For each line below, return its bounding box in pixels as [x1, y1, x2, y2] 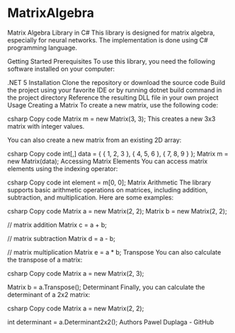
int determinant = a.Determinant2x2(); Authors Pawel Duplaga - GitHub [7, 317, 214, 326]
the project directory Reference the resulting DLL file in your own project [7, 93, 219, 102]
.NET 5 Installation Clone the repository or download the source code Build [7, 78, 226, 86]
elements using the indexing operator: [7, 164, 118, 173]
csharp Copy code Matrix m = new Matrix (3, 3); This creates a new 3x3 [7, 115, 216, 123]
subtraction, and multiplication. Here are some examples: [7, 193, 174, 201]
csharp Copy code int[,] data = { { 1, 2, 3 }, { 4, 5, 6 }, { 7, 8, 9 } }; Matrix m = [7, 149, 229, 158]
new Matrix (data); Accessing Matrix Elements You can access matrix [7, 157, 208, 165]
